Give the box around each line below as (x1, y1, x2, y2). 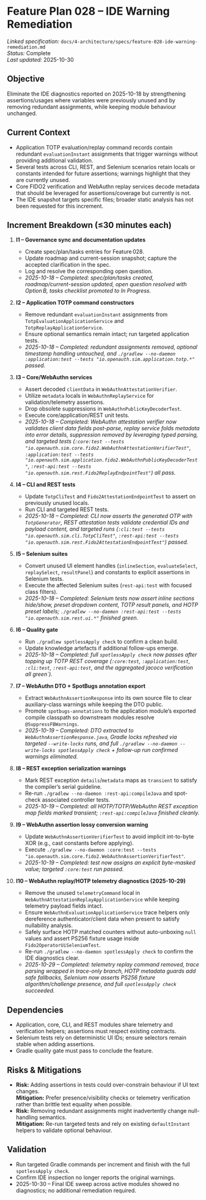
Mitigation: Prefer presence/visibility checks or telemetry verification (15, 1094, 191, 1101)
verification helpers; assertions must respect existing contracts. (15, 1028, 177, 1035)
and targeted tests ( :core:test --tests (24, 438, 125, 445)
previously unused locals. (24, 499, 90, 507)
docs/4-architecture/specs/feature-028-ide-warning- (61, 39, 198, 45)
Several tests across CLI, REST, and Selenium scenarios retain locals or (15, 163, 196, 170)
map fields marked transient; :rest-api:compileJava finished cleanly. (24, 809, 200, 816)
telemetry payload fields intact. (24, 902, 103, 909)
